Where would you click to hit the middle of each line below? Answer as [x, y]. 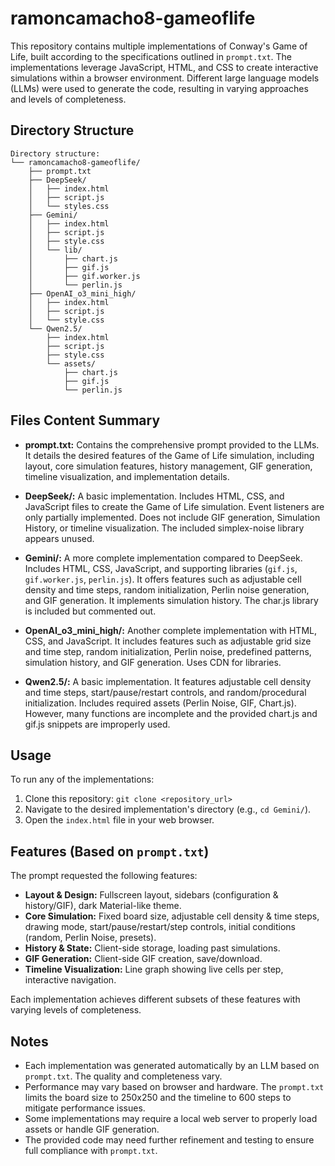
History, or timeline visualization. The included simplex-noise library [164, 528]
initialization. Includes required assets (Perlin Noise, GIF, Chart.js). [160, 703]
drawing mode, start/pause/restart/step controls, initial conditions [160, 927]
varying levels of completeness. [76, 1010]
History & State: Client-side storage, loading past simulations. [152, 948]
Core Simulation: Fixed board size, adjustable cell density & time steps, [172, 916]
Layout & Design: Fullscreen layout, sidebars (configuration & [151, 895]
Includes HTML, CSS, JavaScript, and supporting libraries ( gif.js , [161, 568]
